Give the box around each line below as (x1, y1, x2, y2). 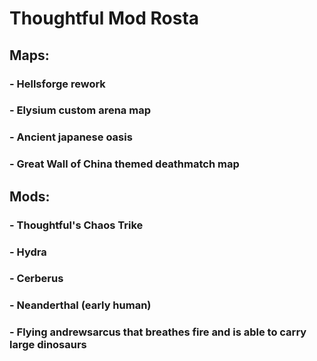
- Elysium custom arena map (9, 103, 151, 117)
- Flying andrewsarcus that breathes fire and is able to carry (9, 325, 307, 339)
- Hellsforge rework (9, 77, 106, 91)
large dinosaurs (9, 338, 87, 352)
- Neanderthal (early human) (9, 298, 152, 312)
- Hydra (9, 245, 47, 259)
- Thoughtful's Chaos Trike (9, 218, 144, 232)
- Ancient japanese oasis (9, 130, 133, 144)
